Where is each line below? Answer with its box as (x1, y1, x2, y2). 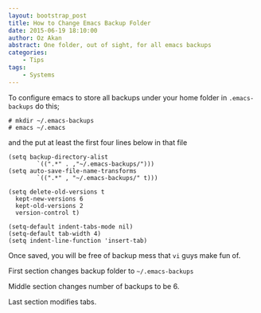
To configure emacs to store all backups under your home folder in (8, 92, 228, 102)
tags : (8, 64, 26, 72)
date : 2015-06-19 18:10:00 (8, 26, 98, 34)
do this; (35, 101, 60, 111)
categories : (8, 49, 48, 57)
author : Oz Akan (8, 33, 62, 42)
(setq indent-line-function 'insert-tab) (8, 237, 148, 245)
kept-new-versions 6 (15, 194, 84, 203)
